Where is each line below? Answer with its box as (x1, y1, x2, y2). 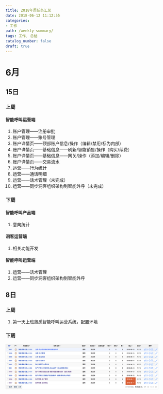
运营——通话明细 (12, 171, 47, 177)
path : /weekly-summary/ (5, 28, 54, 34)
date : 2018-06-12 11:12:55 (5, 13, 60, 18)
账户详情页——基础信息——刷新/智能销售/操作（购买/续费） (12, 147, 132, 153)
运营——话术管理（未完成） (12, 177, 68, 183)
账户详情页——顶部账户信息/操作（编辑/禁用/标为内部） (12, 140, 124, 146)
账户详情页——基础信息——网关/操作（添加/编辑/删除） (12, 153, 124, 158)
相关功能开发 (12, 245, 38, 251)
